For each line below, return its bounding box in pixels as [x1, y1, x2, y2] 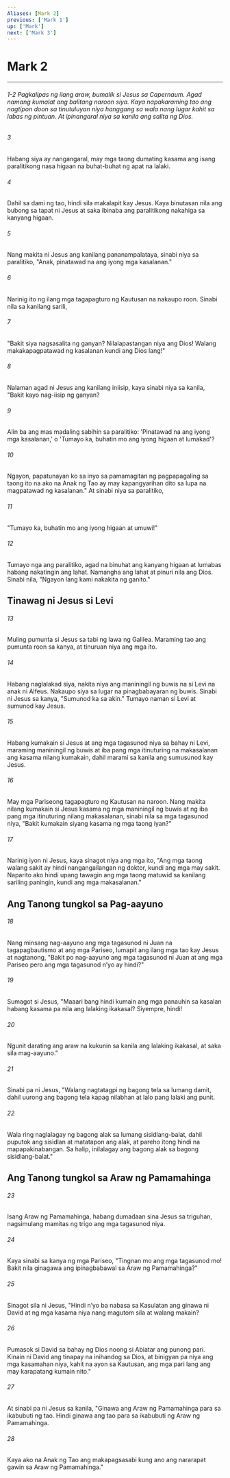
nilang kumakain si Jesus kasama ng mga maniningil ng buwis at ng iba [7, 805, 209, 813]
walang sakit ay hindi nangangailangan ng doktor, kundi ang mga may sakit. [7, 864, 220, 872]
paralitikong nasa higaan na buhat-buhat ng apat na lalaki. [7, 162, 171, 170]
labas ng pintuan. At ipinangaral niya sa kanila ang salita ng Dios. [7, 112, 194, 120]
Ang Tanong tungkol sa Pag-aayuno [7, 898, 164, 910]
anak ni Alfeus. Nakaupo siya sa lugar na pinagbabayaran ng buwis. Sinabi [7, 687, 217, 695]
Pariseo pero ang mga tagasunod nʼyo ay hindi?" [7, 960, 144, 969]
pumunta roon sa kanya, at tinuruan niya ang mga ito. [7, 643, 157, 651]
